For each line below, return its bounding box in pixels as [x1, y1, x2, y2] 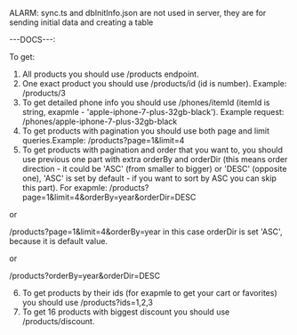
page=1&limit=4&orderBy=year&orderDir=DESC [21, 192, 197, 202]
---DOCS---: [9, 35, 56, 45]
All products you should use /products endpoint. [21, 69, 199, 79]
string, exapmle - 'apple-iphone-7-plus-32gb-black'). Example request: [21, 107, 285, 117]
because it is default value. [9, 236, 108, 246]
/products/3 [21, 88, 67, 98]
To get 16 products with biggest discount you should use [21, 306, 230, 317]
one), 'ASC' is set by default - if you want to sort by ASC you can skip [21, 173, 277, 184]
